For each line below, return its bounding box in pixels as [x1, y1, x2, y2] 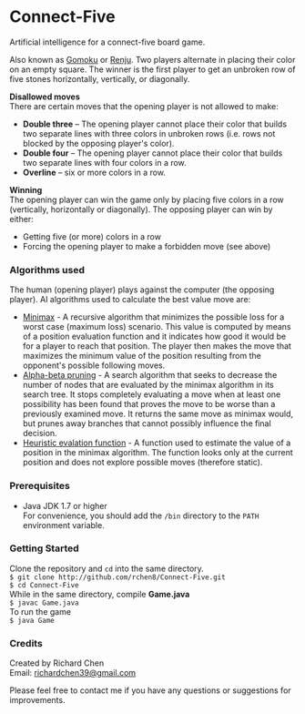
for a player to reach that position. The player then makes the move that [22, 341, 291, 352]
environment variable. [22, 519, 105, 530]
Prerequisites [9, 480, 70, 493]
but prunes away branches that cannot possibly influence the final [22, 418, 271, 429]
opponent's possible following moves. [22, 360, 166, 371]
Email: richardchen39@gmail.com [9, 668, 137, 678]
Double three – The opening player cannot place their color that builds [22, 118, 288, 129]
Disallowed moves [9, 91, 80, 102]
